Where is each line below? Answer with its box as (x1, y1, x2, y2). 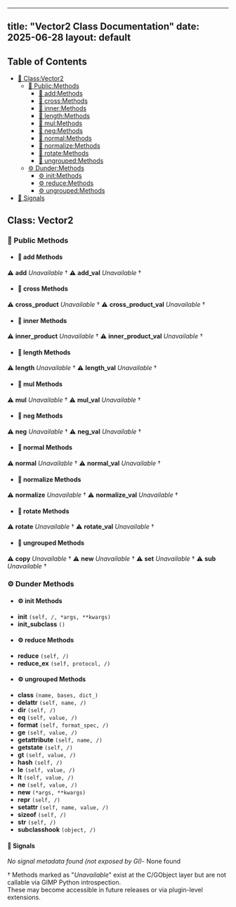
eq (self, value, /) (17, 713, 78, 722)
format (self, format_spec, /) (17, 721, 109, 729)
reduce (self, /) (17, 652, 69, 660)
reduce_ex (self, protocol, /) (17, 659, 111, 667)
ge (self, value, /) (17, 728, 78, 737)
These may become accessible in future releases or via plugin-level (7, 886, 204, 894)
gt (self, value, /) (17, 751, 77, 759)
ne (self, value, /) (17, 780, 78, 789)
